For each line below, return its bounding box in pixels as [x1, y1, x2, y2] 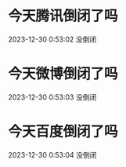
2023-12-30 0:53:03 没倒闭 [8, 92, 97, 102]
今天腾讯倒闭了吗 [8, 7, 119, 25]
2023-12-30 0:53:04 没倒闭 [8, 150, 97, 159]
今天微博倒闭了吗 [8, 65, 119, 83]
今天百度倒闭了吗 [8, 123, 119, 141]
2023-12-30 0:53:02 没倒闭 [8, 34, 97, 44]
